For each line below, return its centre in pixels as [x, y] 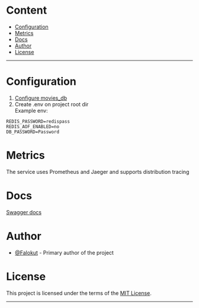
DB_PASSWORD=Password [33, 132]
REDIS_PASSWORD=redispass [38, 121]
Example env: [31, 110]
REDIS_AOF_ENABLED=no [33, 126]
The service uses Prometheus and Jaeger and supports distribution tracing [98, 172]
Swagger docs [24, 212]
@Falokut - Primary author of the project [64, 252]
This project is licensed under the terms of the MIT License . [79, 293]
